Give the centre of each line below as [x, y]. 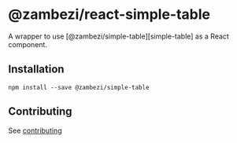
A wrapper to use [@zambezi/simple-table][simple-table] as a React [119, 36]
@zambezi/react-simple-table [109, 15]
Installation [36, 70]
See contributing [35, 130]
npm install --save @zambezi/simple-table [79, 87]
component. [28, 44]
